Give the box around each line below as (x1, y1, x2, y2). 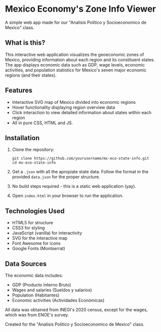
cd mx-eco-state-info (12, 160, 56, 166)
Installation (5, 133, 40, 142)
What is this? (5, 39, 46, 47)
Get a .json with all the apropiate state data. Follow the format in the (12, 169, 149, 175)
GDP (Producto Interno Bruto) (12, 282, 71, 287)
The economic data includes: (5, 273, 63, 278)
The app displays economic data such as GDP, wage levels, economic (5, 62, 145, 67)
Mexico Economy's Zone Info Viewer (5, 3, 156, 15)
